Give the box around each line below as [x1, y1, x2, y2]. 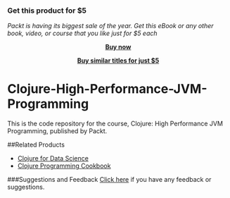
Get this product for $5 [7, 6, 87, 16]
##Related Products [7, 140, 65, 149]
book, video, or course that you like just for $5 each [7, 29, 158, 37]
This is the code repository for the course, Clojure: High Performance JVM [7, 119, 224, 128]
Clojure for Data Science [17, 154, 89, 163]
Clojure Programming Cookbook [17, 161, 111, 171]
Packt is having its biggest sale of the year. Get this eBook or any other [7, 22, 214, 30]
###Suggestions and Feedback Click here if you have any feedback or [7, 175, 212, 184]
